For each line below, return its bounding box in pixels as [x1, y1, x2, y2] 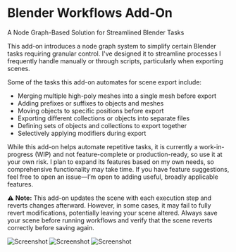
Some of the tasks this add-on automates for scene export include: [7, 77, 202, 86]
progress [7, 150, 34, 158]
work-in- [199, 142, 225, 151]
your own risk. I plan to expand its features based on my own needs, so [7, 157, 215, 166]
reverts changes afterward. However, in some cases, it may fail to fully [7, 201, 211, 209]
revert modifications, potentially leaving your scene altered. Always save [7, 208, 218, 217]
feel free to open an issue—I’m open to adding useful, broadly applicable [7, 172, 218, 181]
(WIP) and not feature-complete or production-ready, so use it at [35, 150, 223, 158]
